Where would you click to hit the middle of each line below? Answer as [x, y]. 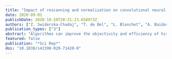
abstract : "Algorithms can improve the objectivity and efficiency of [82, 34]
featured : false [23, 39]
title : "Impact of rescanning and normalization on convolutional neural [86, 10]
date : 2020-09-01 [24, 15]
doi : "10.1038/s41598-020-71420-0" [43, 48]
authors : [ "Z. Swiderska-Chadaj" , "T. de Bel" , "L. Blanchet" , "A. [79, 24]
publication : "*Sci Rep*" [33, 44]
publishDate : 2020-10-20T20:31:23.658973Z [51, 19]
